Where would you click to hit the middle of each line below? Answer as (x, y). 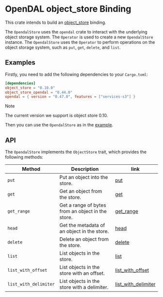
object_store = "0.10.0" (30, 88)
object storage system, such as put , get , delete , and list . (63, 47)
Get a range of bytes (83, 205)
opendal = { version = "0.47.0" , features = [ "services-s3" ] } (70, 97)
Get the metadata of (82, 226)
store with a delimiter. (84, 287)
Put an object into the (84, 177)
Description (85, 169)
